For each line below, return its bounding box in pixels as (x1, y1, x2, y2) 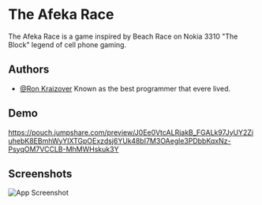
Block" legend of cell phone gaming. (8, 39, 127, 49)
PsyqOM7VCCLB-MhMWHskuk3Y (8, 144, 119, 154)
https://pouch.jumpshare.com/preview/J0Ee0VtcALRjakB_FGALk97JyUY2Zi (8, 128, 254, 137)
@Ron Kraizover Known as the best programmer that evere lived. (19, 84, 231, 93)
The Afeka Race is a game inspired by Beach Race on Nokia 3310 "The (8, 32, 238, 41)
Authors (8, 63, 50, 76)
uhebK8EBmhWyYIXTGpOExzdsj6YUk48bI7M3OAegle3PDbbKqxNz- (8, 136, 231, 145)
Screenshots (8, 167, 73, 181)
